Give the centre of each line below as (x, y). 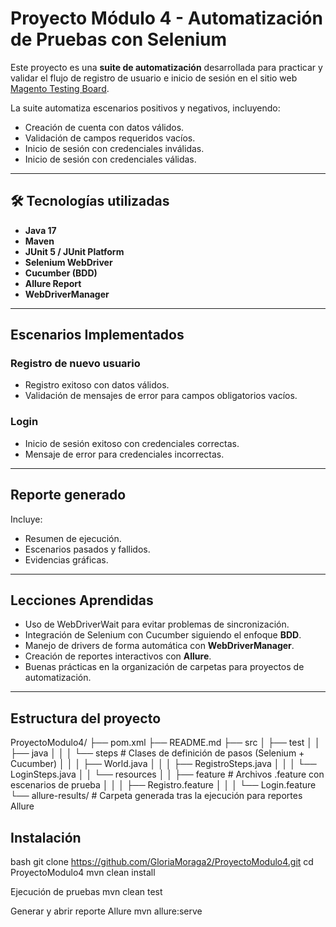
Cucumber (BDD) (61, 273)
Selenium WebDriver (68, 262)
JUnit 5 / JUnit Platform (74, 251)
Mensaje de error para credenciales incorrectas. (124, 454)
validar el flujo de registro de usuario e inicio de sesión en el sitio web (154, 78)
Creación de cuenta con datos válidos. (104, 127)
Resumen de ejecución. (73, 538)
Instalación (46, 837)
